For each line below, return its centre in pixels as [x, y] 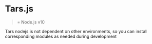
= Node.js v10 [31, 22]
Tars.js [19, 9]
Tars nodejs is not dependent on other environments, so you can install [76, 31]
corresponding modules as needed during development [61, 36]
